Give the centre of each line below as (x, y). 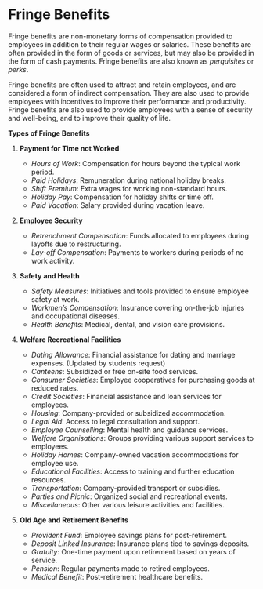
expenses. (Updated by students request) (98, 363)
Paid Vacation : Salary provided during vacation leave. (118, 205)
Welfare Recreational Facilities (70, 340)
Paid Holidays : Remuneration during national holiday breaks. (129, 180)
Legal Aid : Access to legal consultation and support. (115, 421)
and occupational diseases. (75, 316)
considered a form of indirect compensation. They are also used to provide (129, 93)
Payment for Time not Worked (69, 148)
